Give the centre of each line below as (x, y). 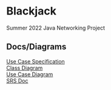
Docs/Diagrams (36, 47)
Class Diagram (25, 68)
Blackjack (31, 11)
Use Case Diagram (30, 74)
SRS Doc (17, 80)
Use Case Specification (35, 61)
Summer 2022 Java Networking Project (55, 28)
